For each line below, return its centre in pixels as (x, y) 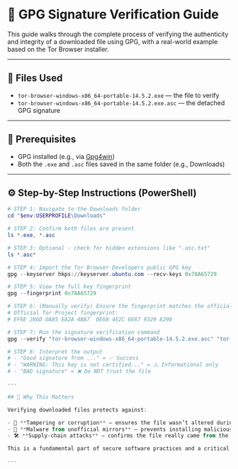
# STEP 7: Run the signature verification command (84, 332)
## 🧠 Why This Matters (41, 397)
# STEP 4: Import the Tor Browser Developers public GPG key (100, 267)
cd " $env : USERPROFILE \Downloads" (57, 216)
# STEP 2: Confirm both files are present (71, 229)
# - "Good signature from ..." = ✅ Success (73, 358)
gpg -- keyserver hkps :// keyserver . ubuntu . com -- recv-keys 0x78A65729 (112, 274)
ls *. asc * (22, 255)
